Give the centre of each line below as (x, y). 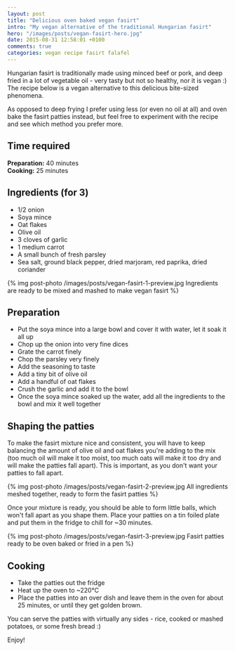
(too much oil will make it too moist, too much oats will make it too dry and (114, 458)
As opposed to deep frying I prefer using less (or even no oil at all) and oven (117, 109)
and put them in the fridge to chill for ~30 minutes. (80, 523)
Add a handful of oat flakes (56, 382)
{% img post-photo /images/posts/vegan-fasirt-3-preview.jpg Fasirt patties (116, 536)
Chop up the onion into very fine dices (73, 344)
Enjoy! (16, 640)
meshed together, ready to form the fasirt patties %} (83, 494)
